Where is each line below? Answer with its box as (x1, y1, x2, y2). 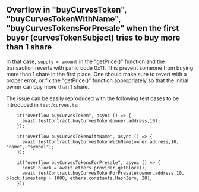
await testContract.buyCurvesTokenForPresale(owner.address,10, (21, 170, 185, 176)
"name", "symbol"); (6, 144, 55, 150)
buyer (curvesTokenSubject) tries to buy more (6, 33, 181, 43)
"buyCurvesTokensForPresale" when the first (6, 23, 179, 33)
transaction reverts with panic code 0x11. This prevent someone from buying (6, 64, 194, 71)
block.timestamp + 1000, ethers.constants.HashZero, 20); (6, 175, 153, 181)
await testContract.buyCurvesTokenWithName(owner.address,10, (21, 138, 179, 145)
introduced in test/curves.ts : (6, 101, 79, 108)
